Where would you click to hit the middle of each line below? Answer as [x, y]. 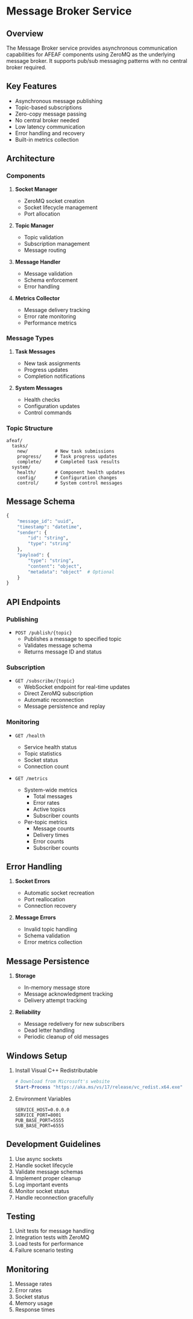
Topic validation [44, 237]
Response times [35, 1310]
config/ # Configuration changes [67, 478]
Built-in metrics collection [47, 139]
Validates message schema [58, 645]
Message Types [30, 339]
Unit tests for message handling [55, 1231]
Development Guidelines [54, 1144]
